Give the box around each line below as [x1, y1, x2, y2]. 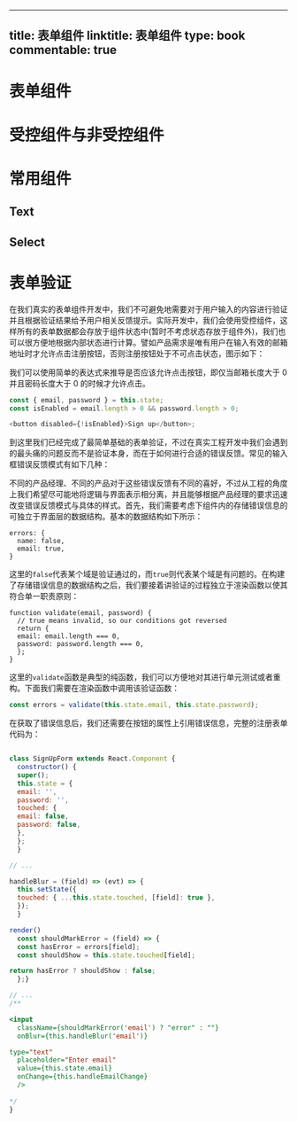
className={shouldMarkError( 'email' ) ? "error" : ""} [17, 1023, 219, 1032]
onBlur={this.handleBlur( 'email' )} [17, 1032, 148, 1040]
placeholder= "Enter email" [17, 1056, 117, 1064]
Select [9, 234, 46, 249]
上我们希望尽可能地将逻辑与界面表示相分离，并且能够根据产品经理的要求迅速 [9, 489, 288, 500]
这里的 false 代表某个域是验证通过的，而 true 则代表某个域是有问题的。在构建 [9, 569, 286, 580]
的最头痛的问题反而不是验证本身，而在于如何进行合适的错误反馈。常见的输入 [9, 448, 288, 459]
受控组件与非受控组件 [9, 125, 165, 144]
